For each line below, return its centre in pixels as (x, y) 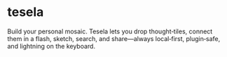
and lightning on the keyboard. (51, 46)
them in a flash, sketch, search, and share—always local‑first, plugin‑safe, (114, 38)
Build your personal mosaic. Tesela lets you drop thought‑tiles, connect (110, 31)
